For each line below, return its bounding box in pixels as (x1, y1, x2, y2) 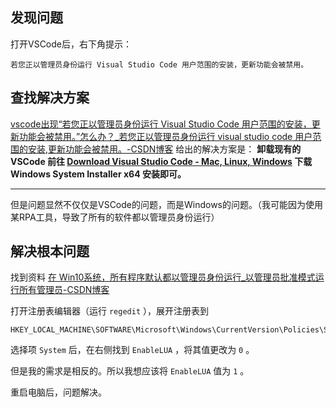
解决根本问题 (10, 243, 90, 260)
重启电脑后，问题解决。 (10, 386, 107, 398)
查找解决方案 (10, 89, 90, 107)
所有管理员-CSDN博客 (18, 284, 110, 296)
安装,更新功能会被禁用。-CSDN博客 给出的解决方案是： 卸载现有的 (27, 143, 302, 155)
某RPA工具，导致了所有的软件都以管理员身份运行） (10, 211, 220, 223)
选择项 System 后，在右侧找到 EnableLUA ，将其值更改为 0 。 (10, 344, 255, 356)
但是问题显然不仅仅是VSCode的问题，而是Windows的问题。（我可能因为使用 (10, 198, 324, 210)
